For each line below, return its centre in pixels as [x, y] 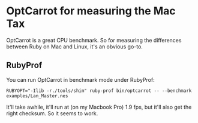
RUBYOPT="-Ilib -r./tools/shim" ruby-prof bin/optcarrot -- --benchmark [99, 91]
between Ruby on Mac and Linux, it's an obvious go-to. [74, 47]
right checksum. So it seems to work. [52, 113]
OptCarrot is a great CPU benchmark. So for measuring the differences [94, 40]
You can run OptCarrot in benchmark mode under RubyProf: [80, 79]
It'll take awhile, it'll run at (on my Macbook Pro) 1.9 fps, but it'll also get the [99, 107]
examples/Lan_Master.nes [37, 96]
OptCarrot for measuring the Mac [91, 11]
